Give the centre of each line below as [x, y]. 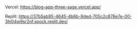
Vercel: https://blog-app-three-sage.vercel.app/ [53, 7]
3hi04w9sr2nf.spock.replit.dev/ [36, 22]
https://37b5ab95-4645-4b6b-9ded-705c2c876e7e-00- [75, 16]
